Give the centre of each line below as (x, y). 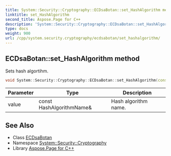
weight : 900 (18, 33)
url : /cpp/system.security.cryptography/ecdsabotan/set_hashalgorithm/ (83, 38)
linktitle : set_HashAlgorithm (37, 15)
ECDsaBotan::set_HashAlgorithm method (73, 59)
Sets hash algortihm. (27, 71)
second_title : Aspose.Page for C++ (43, 19)
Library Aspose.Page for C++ (44, 148)
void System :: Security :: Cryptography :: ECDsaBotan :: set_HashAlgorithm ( (82, 80)
